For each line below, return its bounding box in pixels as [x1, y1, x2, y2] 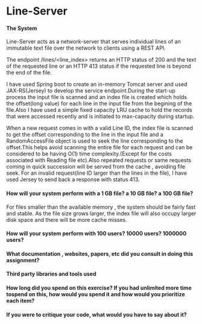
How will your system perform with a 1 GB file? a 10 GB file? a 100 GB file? [6, 189, 194, 197]
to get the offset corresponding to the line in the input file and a [6, 131, 164, 138]
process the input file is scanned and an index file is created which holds [6, 94, 188, 101]
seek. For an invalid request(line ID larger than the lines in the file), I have [6, 169, 188, 177]
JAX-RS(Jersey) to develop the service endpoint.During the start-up [6, 87, 176, 94]
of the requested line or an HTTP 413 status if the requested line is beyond [6, 62, 191, 70]
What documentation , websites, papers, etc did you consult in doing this [6, 250, 194, 258]
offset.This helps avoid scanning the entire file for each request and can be [6, 144, 193, 151]
